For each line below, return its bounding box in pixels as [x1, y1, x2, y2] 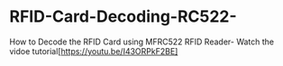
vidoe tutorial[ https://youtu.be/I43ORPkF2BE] [9, 45, 178, 56]
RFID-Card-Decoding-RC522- [9, 6, 237, 27]
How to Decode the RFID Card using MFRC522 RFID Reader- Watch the [9, 36, 275, 47]
